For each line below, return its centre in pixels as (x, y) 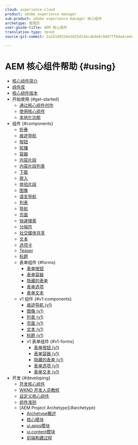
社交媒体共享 (32, 233)
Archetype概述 (41, 413)
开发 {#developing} (31, 378)
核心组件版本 (25, 93)
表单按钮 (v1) (46, 347)
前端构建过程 (39, 438)
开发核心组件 (32, 384)
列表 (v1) (35, 317)
